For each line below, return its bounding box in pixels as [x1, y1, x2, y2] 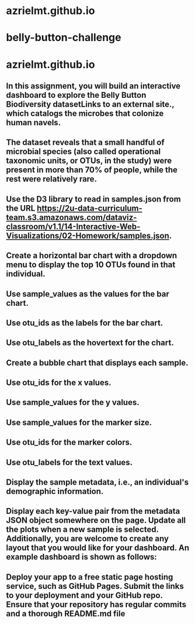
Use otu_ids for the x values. [6, 378, 112, 388]
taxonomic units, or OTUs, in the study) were [6, 156, 172, 166]
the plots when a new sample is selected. [6, 524, 159, 534]
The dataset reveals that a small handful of [6, 138, 165, 148]
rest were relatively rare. [6, 174, 97, 184]
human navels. [6, 117, 61, 127]
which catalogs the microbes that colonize [6, 108, 164, 118]
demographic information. [6, 486, 104, 496]
